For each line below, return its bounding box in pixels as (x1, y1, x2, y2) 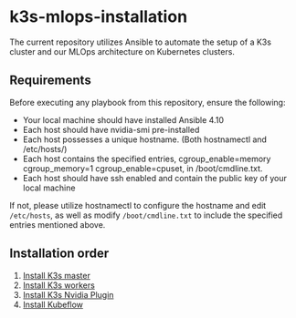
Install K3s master (22, 270, 91, 281)
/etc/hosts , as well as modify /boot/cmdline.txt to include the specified (9, 210, 283, 221)
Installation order (9, 246, 110, 262)
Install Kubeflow (22, 299, 84, 310)
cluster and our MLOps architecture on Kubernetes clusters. (9, 46, 236, 56)
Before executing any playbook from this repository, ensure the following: (9, 97, 286, 108)
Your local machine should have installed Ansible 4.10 (22, 114, 224, 125)
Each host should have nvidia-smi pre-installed (22, 124, 200, 135)
